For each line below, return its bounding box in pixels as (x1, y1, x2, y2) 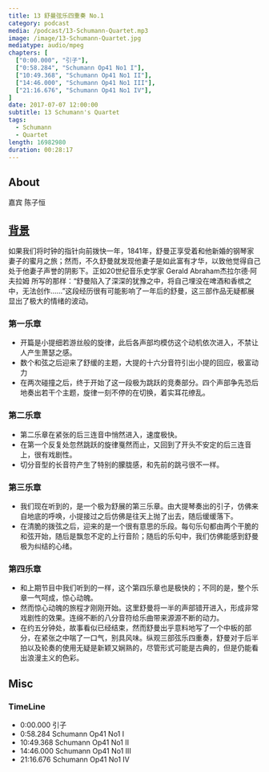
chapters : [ (8, 49, 48, 57)
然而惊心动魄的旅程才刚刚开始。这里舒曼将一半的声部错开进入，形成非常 (19, 603, 259, 613)
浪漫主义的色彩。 (26, 653, 84, 663)
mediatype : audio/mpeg (8, 42, 84, 50)
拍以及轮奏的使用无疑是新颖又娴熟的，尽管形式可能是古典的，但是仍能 (19, 643, 252, 653)
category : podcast (8, 19, 70, 27)
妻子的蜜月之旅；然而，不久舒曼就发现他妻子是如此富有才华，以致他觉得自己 (8, 256, 261, 265)
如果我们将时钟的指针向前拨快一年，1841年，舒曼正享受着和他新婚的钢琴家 (8, 246, 255, 255)
